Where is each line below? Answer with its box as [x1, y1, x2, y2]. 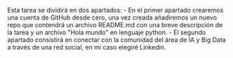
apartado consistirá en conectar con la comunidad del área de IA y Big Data [7, 36, 226, 44]
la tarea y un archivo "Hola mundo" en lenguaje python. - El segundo [7, 28, 206, 36]
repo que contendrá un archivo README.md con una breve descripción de [7, 21, 223, 29]
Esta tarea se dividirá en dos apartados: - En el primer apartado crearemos [7, 6, 224, 14]
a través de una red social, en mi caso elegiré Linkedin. [7, 43, 166, 51]
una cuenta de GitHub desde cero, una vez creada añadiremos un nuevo [7, 13, 218, 22]
